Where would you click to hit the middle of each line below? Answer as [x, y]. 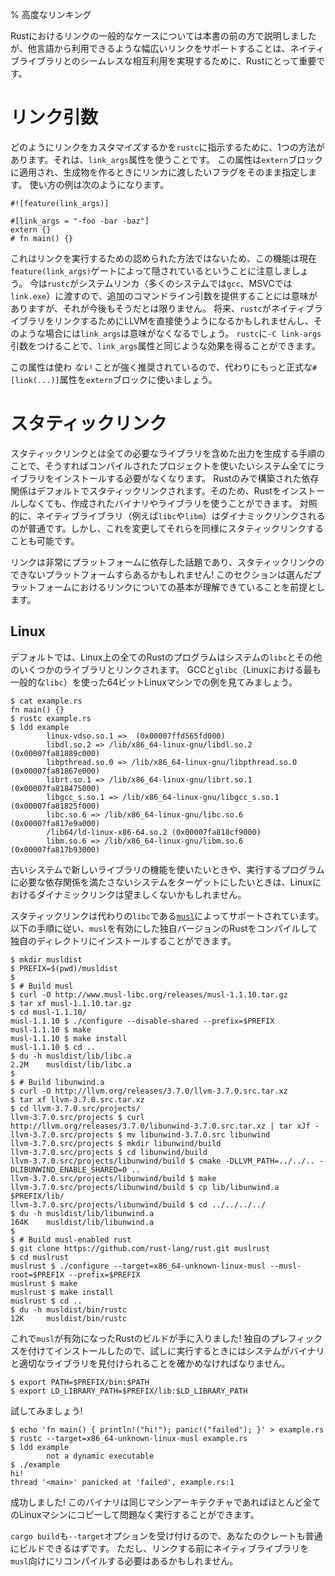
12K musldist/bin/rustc [69, 1318]
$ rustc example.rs [51, 718]
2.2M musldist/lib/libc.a [71, 1064]
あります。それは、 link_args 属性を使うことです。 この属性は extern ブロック [167, 159]
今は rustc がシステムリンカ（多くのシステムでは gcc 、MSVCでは [161, 283]
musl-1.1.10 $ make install [69, 1038]
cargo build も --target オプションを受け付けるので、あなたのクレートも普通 [166, 1535]
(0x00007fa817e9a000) [55, 823]
